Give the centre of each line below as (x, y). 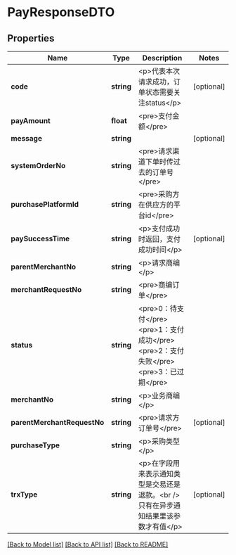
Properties (31, 38)
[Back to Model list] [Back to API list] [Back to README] (88, 544)
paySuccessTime (40, 238)
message (26, 138)
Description (162, 58)
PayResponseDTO (61, 12)
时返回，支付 (159, 239)
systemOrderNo (38, 166)
